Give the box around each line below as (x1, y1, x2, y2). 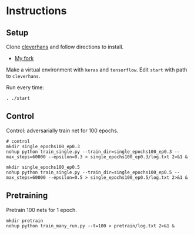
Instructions (6, 4, 67, 18)
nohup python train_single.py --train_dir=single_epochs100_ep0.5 (6, 169, 172, 175)
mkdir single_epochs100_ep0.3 (6, 143, 81, 149)
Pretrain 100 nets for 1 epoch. (6, 206, 78, 213)
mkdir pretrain (6, 217, 44, 224)
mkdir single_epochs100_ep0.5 (6, 164, 81, 170)
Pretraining (6, 191, 48, 201)
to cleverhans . (6, 73, 41, 79)
